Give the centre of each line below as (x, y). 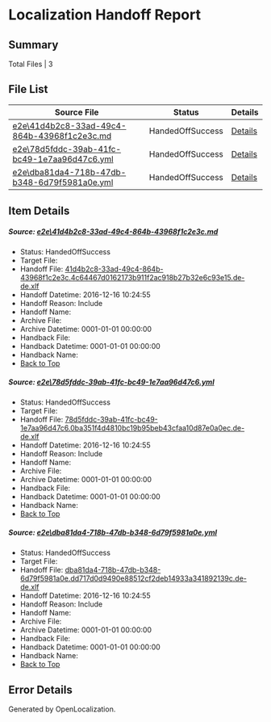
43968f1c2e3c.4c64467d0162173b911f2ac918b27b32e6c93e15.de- (132, 278)
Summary (33, 45)
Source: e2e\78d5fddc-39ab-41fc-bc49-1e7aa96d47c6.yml (112, 382)
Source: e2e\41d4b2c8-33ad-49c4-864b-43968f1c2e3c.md (113, 231)
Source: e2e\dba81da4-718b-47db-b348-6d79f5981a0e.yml (113, 532)
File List (28, 89)
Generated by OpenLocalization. (62, 709)
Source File (77, 112)
